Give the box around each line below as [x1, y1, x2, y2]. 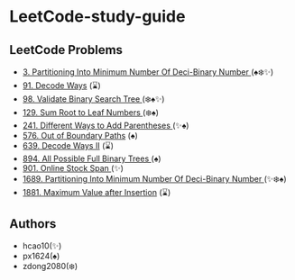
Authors [9, 216, 57, 231]
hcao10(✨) [22, 240, 62, 251]
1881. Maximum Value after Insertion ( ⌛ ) [22, 187, 171, 197]
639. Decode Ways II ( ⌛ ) [22, 140, 115, 150]
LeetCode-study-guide [9, 6, 186, 27]
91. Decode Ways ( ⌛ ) [22, 80, 101, 91]
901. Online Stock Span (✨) [22, 163, 124, 173]
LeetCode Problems [9, 42, 124, 58]
